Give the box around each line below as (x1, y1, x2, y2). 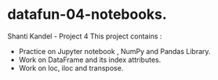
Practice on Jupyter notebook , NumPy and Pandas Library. (18, 46, 211, 56)
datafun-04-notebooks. (7, 5, 168, 24)
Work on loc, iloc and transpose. (18, 63, 124, 72)
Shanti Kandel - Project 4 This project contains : (7, 31, 162, 41)
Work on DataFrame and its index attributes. (18, 55, 162, 64)
